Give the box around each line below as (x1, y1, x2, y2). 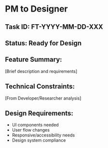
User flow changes (12, 127, 50, 133)
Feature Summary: (5, 56, 62, 64)
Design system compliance (12, 137, 66, 143)
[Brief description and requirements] (5, 68, 78, 74)
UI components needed (12, 122, 59, 128)
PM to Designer (5, 3, 68, 15)
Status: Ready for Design (5, 39, 82, 47)
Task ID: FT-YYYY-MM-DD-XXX (5, 23, 104, 31)
